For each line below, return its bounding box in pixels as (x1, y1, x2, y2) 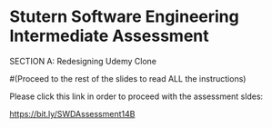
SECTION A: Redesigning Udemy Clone (9, 55, 157, 66)
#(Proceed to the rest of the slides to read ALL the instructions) (9, 73, 247, 84)
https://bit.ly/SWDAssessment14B (9, 108, 136, 119)
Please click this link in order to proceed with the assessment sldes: (9, 91, 264, 102)
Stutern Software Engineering (9, 6, 239, 27)
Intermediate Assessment (9, 25, 209, 46)
